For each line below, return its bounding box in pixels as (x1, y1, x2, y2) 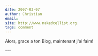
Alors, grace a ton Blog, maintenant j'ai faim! (5, 38, 94, 44)
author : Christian (5, 12, 42, 16)
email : (5, 16, 18, 21)
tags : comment (5, 25, 34, 30)
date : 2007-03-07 (5, 7, 40, 12)
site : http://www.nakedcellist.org (5, 20, 77, 26)
